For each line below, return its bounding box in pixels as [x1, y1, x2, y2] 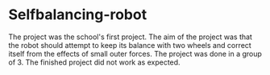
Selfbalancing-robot [8, 6, 147, 24]
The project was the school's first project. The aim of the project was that [8, 32, 252, 41]
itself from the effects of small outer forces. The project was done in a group [8, 49, 262, 58]
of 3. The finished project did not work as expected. [8, 57, 181, 67]
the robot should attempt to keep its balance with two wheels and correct [8, 40, 251, 49]
